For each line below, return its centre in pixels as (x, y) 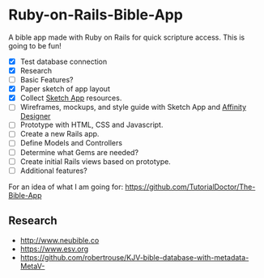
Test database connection (64, 61)
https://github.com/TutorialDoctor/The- (190, 187)
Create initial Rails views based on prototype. (96, 161)
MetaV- (32, 266)
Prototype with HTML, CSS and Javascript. (92, 125)
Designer (35, 116)
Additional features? (53, 171)
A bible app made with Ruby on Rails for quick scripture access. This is (127, 37)
